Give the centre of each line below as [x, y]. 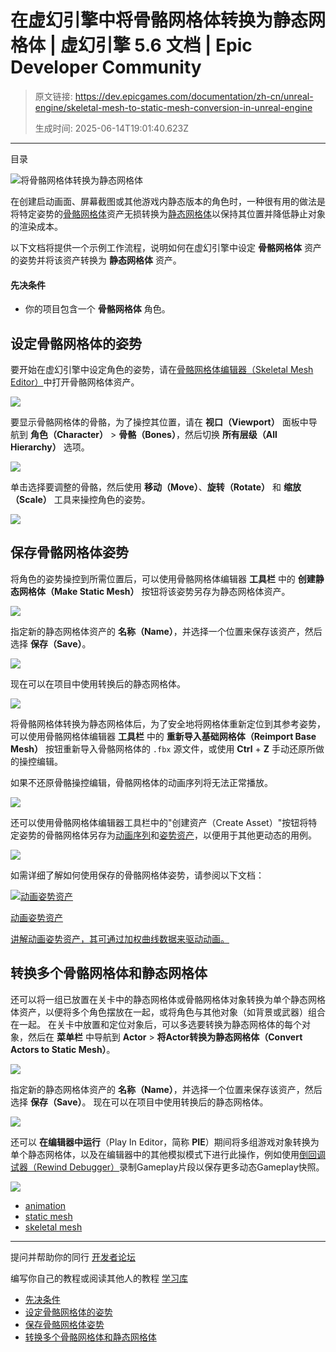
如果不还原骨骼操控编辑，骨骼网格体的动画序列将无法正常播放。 [141, 782]
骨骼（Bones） [147, 434]
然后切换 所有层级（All [231, 434]
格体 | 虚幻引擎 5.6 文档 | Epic [131, 45]
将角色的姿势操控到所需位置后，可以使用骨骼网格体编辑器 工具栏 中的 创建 [163, 578]
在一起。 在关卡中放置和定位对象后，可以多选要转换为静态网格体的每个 [156, 1024]
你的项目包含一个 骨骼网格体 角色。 [97, 309]
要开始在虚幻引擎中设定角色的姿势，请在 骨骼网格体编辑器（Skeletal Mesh [162, 369]
